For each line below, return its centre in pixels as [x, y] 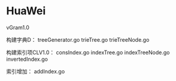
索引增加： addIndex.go [36, 71]
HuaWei [26, 11]
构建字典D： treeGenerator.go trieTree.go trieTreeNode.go [78, 39]
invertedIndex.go [27, 59]
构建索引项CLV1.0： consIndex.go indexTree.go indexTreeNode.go [88, 52]
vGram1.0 [18, 27]
